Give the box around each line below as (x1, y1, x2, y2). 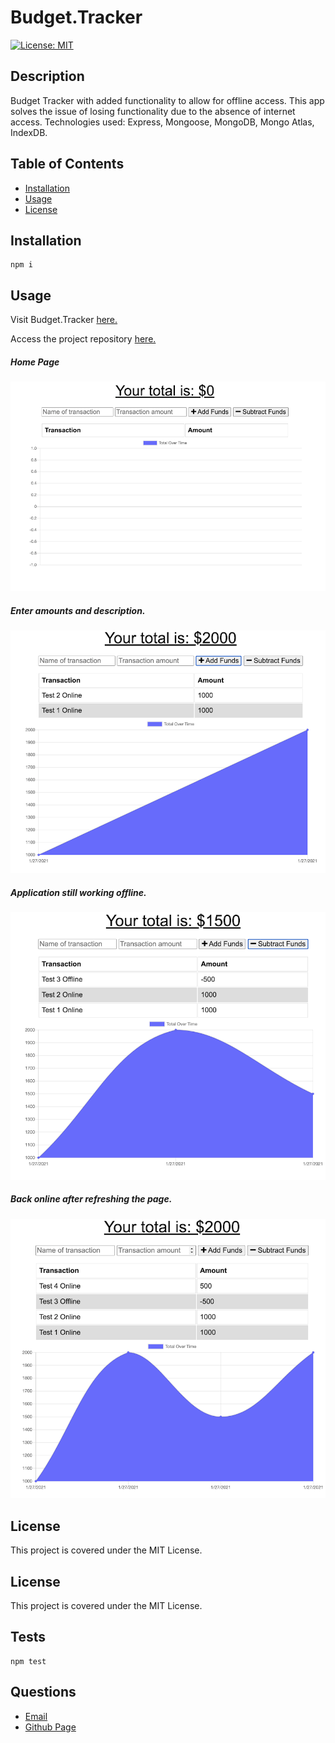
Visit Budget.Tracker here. (10, 314, 118, 326)
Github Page (24, 1721, 77, 1733)
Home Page (10, 356, 60, 368)
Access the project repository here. (10, 333, 157, 345)
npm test (10, 1656, 47, 1666)
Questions (10, 1684, 77, 1701)
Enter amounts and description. (10, 605, 146, 617)
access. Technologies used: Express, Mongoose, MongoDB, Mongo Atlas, (10, 116, 315, 128)
